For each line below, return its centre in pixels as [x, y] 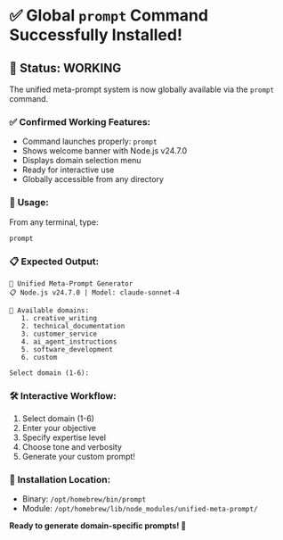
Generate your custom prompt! [79, 457]
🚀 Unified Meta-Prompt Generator [71, 283]
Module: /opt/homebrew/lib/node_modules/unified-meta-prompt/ [140, 509]
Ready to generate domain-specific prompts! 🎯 [98, 526]
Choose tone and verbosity [72, 447]
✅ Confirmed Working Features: [80, 121]
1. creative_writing [59, 318]
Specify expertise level [64, 437]
